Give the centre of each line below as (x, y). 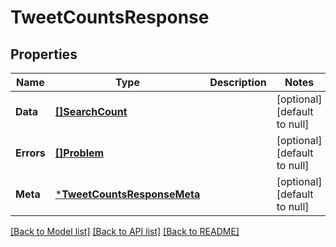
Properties (44, 54)
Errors (30, 153)
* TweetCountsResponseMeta (127, 194)
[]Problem (79, 153)
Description (238, 82)
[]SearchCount (91, 111)
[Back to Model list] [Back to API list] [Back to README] (125, 231)
